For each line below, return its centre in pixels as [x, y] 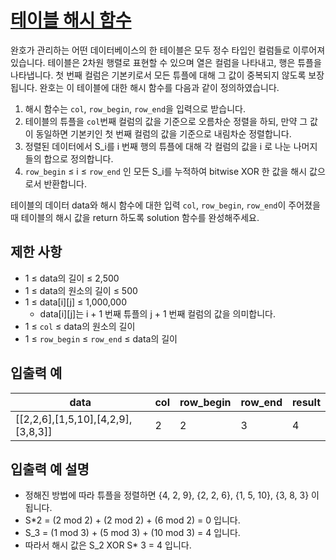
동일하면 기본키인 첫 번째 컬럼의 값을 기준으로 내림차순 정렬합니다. [163, 133]
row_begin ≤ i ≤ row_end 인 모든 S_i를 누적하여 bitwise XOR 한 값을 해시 [166, 171]
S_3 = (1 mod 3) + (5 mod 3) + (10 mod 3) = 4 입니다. [132, 533]
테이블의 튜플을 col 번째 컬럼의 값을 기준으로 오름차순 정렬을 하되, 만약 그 [166, 121]
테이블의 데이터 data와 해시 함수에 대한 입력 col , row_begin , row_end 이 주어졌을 [165, 205]
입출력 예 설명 [50, 469]
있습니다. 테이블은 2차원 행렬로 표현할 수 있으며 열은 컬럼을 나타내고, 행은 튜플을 [166, 62]
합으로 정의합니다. [78, 158]
